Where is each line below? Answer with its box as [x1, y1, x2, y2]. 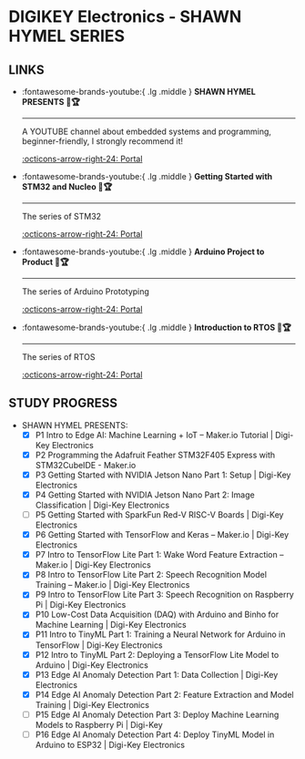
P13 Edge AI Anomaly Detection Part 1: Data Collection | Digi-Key [35, 669, 279, 680]
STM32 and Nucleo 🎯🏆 [21, 181, 113, 192]
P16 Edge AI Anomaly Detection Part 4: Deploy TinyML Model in [35, 729, 275, 740]
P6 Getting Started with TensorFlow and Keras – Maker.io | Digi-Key [35, 529, 290, 540]
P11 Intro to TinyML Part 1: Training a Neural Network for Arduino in [35, 629, 286, 640]
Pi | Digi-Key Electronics [35, 600, 127, 610]
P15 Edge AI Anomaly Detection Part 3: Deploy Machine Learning [35, 709, 280, 720]
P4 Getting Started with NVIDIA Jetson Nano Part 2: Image [35, 489, 256, 500]
